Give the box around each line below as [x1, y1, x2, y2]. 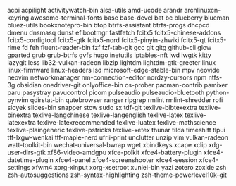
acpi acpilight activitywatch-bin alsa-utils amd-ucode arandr [7, 6, 183, 14]
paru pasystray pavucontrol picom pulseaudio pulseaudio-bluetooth [7, 88, 205, 97]
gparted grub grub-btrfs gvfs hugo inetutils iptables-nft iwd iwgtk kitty [7, 51, 211, 59]
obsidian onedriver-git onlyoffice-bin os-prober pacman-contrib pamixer [16, 81, 228, 89]
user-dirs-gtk [7, 148, 46, 156]
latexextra [7, 118, 37, 126]
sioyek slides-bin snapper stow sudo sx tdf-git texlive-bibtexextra [7, 104, 198, 111]
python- [206, 88, 230, 97]
